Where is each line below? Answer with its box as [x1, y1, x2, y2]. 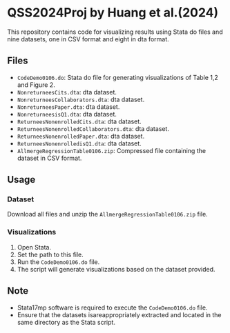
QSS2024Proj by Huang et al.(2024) [7, 5, 219, 21]
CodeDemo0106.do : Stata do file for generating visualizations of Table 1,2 [17, 73, 219, 81]
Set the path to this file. [17, 250, 84, 259]
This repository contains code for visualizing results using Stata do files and [7, 28, 223, 36]
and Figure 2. [17, 81, 55, 89]
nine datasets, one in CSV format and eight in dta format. [7, 34, 169, 43]
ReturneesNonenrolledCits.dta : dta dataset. [17, 117, 142, 125]
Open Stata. [17, 243, 52, 251]
